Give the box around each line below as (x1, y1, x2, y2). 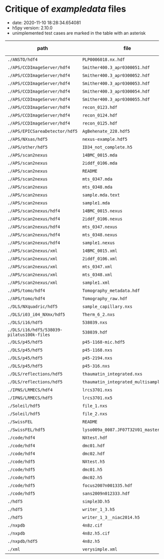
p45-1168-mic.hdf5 (82, 339, 125, 345)
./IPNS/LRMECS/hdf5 (7, 395, 53, 401)
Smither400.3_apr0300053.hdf (82, 80, 150, 86)
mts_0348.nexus (82, 232, 118, 237)
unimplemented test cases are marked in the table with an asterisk (12, 30, 146, 36)
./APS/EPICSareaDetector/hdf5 (7, 128, 78, 134)
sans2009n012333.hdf (82, 490, 130, 496)
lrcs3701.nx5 (82, 395, 113, 401)
